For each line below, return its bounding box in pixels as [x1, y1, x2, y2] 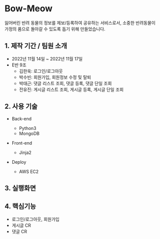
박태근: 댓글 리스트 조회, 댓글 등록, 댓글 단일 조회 [19, 80, 112, 86]
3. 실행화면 [4, 184, 36, 192]
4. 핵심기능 [4, 202, 36, 210]
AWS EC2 [19, 168, 39, 175]
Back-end [11, 116, 32, 121]
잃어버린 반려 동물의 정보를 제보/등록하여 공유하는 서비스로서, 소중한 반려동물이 [4, 20, 156, 26]
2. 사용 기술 [4, 102, 38, 111]
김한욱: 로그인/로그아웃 [19, 68, 63, 74]
